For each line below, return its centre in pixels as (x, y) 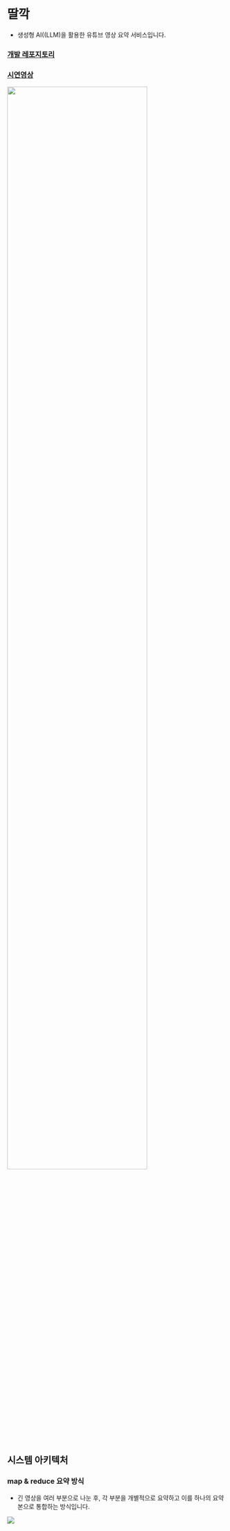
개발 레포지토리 (31, 54)
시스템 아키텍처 (38, 1460)
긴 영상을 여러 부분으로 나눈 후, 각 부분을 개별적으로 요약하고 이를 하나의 (114, 1498)
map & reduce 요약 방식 (46, 1481)
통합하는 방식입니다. (63, 1506)
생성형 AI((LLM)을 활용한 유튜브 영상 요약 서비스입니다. (91, 35)
